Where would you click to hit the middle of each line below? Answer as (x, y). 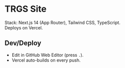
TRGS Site (26, 9)
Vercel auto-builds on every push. (46, 60)
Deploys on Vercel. (24, 27)
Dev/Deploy (23, 43)
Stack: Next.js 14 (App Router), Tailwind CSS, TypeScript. (62, 23)
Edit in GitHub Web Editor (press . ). (47, 55)
